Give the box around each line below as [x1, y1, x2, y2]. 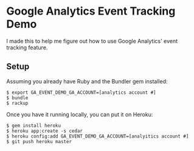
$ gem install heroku [6, 122, 61, 128]
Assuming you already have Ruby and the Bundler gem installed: [6, 77, 168, 85]
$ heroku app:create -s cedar [6, 128, 83, 134]
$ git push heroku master [6, 138, 72, 144]
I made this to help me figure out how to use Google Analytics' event [6, 37, 178, 44]
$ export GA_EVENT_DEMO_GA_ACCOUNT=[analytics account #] [6, 90, 156, 96]
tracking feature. [6, 44, 48, 51]
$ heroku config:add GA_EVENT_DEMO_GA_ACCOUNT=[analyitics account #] [6, 133, 189, 139]
